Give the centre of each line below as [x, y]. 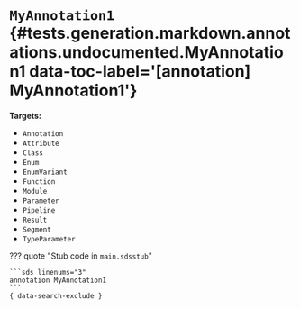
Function [39, 182]
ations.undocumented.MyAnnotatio [146, 53]
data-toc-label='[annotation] [140, 72]
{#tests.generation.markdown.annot [150, 33]
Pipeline [39, 210]
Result [35, 220]
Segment [36, 229]
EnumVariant [45, 172]
